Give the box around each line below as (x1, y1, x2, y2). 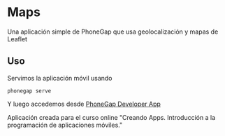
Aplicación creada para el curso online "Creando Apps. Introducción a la (7, 113, 216, 121)
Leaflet (7, 34, 28, 43)
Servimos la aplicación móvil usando (7, 74, 113, 82)
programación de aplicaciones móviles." (7, 121, 123, 129)
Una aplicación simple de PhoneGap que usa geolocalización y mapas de (7, 27, 219, 36)
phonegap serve (7, 87, 52, 95)
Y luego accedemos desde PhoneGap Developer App (7, 100, 161, 108)
